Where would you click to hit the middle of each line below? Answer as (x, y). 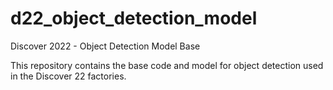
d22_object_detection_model (134, 18)
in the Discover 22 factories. (68, 76)
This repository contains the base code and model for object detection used (167, 65)
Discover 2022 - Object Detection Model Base (105, 46)
